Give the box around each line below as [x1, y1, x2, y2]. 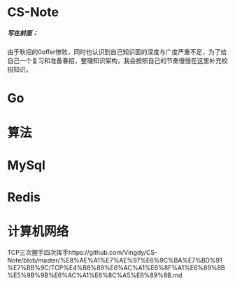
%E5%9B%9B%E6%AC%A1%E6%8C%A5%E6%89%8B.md [7, 271, 183, 279]
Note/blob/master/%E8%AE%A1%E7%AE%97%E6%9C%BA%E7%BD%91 [7, 256, 222, 264]
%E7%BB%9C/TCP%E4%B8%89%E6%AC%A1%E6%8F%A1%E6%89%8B [7, 263, 225, 272]
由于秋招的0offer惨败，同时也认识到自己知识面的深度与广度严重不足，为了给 [7, 48, 227, 56]
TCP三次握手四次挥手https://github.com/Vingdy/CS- [7, 248, 158, 256]
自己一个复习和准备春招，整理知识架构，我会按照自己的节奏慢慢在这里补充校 [7, 57, 228, 65]
